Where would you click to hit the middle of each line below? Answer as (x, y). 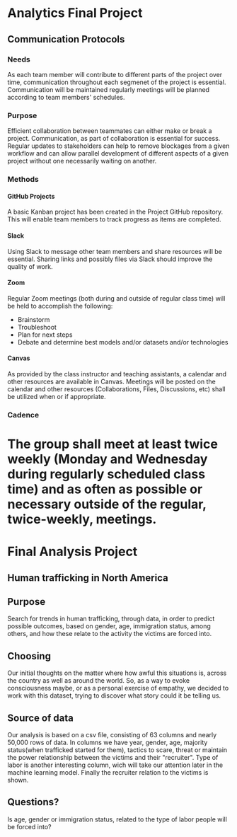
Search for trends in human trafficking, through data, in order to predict (111, 619)
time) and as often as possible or (105, 489)
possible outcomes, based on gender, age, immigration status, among (109, 626)
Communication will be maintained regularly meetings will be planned (109, 89)
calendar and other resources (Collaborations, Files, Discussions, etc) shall (116, 389)
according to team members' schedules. (66, 97)
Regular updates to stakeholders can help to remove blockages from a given (118, 146)
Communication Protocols (66, 39)
